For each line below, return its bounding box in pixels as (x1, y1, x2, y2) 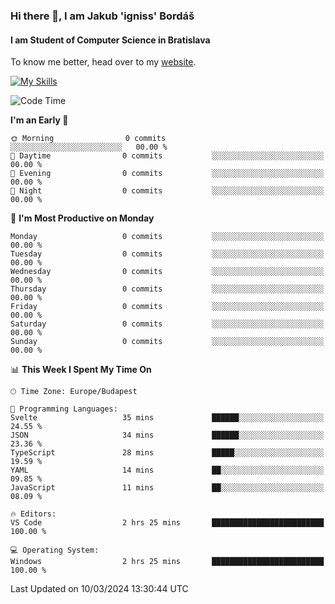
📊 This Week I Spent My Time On (10, 364, 152, 376)
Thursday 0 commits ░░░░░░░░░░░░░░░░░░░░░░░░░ (10, 284, 325, 294)
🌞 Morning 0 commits (10, 134, 167, 144)
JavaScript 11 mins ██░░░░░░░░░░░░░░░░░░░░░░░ (10, 483, 325, 493)
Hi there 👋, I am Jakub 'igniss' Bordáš (10, 9, 195, 23)
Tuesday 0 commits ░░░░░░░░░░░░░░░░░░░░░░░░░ (10, 249, 325, 259)
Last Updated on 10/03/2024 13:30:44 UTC (10, 583, 189, 595)
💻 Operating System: (10, 545, 100, 556)
